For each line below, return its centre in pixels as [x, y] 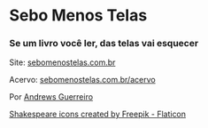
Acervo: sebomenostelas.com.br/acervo [83, 80]
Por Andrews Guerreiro [51, 97]
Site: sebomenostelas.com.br [62, 62]
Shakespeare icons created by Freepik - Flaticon [98, 114]
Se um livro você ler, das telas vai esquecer [104, 44]
